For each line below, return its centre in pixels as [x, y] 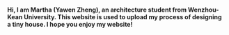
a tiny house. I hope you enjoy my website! [70, 24]
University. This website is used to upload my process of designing [123, 16]
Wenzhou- [203, 10]
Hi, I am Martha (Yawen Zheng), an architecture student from [97, 10]
